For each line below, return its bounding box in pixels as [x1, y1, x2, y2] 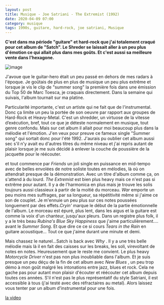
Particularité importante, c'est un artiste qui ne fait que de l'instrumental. [5, 104, 152, 110]
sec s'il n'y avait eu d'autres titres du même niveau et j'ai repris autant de [5, 141, 153, 147]
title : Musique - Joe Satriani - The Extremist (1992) [5, 12, 120, 17]
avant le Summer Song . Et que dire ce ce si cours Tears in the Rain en [5, 223, 146, 229]
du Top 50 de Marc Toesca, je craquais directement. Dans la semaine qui [5, 90, 153, 95]
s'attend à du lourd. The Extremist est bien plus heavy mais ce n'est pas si [5, 177, 156, 183]
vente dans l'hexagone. [5, 55, 55, 61]
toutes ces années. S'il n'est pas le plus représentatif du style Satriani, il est [5, 275, 158, 281]
